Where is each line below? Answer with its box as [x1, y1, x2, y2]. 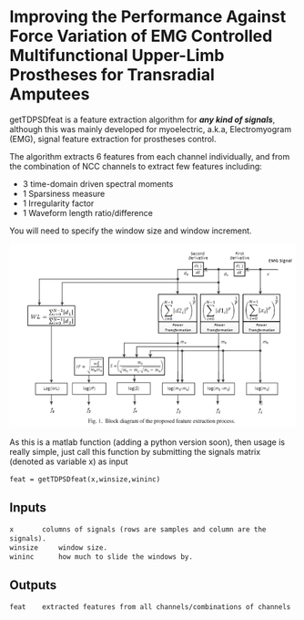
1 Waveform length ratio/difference [22, 207, 153, 218]
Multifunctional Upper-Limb [9, 46, 225, 66]
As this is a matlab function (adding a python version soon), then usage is [9, 437, 285, 448]
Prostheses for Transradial [9, 65, 216, 86]
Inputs [9, 500, 47, 515]
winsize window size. [9, 543, 107, 553]
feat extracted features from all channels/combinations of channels [9, 603, 291, 612]
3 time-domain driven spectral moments [22, 178, 174, 189]
